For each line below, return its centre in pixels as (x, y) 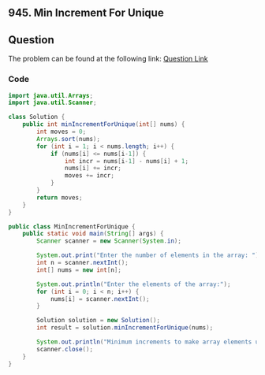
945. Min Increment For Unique (86, 13)
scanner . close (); (65, 349)
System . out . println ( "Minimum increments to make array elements (144, 342)
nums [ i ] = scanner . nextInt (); (100, 299)
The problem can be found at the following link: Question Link (108, 59)
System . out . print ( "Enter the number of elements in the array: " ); (149, 255)
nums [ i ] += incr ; (93, 169)
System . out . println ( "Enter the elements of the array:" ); (134, 284)
